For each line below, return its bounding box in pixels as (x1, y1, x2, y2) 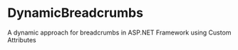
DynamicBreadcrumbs (7, 5, 144, 21)
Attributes (7, 35, 37, 44)
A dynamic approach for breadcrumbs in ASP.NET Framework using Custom (7, 28, 232, 37)
